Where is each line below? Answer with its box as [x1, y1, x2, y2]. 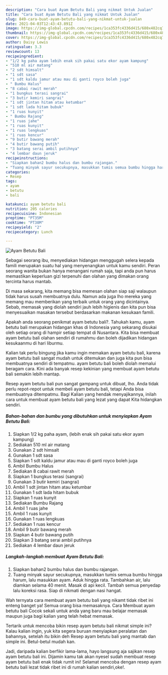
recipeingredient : [5, 53, 44, 59]
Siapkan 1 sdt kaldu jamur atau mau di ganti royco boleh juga [12, 457, 138, 464]
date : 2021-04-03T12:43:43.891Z [5, 21, 73, 26]
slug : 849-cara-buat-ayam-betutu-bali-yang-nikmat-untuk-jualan [5, 16, 142, 21]
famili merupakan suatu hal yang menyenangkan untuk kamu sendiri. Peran [5, 262, 160, 268]
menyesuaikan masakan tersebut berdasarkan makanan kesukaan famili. [5, 309, 155, 315]
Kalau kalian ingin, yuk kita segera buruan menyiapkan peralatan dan [5, 628, 147, 634]
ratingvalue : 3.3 [5, 44, 42, 49]
